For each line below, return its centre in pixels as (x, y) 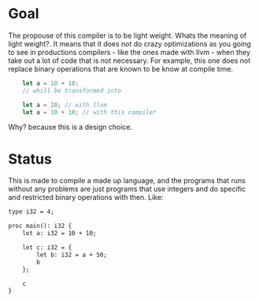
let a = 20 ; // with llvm (65, 105)
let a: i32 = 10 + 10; (59, 234)
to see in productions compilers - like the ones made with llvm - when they (129, 52)
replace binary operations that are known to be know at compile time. (121, 68)
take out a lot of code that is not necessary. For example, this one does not (129, 61)
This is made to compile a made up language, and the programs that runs (127, 181)
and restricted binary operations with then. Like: (86, 197)
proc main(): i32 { (40, 226)
